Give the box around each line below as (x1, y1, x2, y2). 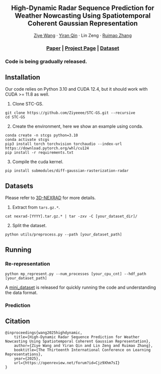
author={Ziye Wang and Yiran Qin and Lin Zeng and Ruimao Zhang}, (14, 343, 153, 348)
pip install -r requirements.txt (5, 150, 74, 155)
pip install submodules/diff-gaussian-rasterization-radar (5, 169, 129, 173)
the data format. (5, 289, 38, 295)
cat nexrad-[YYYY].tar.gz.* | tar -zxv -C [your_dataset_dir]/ (5, 214, 138, 219)
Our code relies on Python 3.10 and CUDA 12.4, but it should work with (5, 86, 148, 92)
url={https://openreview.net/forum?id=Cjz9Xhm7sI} (14, 360, 120, 365)
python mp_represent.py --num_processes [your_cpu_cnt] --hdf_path (5, 271, 147, 276)
